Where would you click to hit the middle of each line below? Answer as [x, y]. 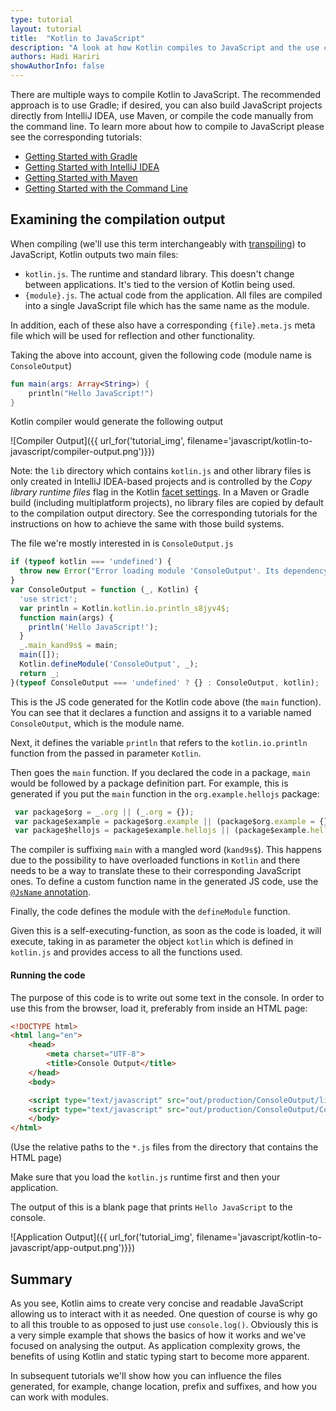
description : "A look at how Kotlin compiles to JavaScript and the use [165, 47]
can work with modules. [60, 1397]
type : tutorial [42, 19]
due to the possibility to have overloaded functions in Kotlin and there [155, 860]
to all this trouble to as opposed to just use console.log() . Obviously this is [164, 1324]
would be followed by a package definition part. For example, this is [149, 783]
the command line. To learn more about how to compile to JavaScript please [167, 126]
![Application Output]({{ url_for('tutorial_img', [102, 1237]
